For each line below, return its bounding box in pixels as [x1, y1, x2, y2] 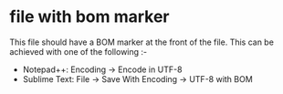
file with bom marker [9, 6, 170, 27]
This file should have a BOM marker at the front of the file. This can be [9, 37, 274, 47]
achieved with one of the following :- [9, 46, 148, 57]
